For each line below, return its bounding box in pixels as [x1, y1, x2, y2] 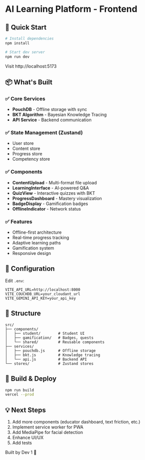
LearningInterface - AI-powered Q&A [12, 185, 89, 191]
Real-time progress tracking [12, 235, 70, 241]
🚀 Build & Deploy [5, 375, 57, 383]
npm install [5, 40, 30, 45]
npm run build [5, 388, 35, 392]
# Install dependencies [5, 36, 54, 41]
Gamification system [12, 245, 54, 251]
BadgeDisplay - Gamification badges [12, 201, 88, 207]
